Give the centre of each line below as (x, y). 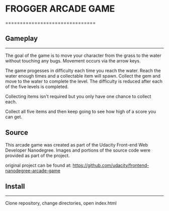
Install (15, 186)
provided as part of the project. (37, 155)
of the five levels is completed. (37, 87)
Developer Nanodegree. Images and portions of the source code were (78, 150)
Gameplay (22, 39)
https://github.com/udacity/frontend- (111, 165)
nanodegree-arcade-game (33, 170)
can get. (14, 117)
